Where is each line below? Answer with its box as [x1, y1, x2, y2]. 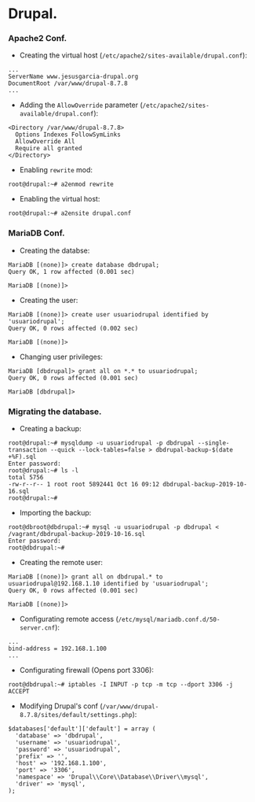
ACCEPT [8, 688, 30, 696]
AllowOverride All [15, 138, 76, 146]
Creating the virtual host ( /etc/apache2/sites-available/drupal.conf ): [19, 50, 247, 60]
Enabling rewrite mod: [19, 165, 93, 175]
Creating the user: [19, 295, 78, 305]
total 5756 [8, 474, 44, 482]
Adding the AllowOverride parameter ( [19, 100, 143, 110]
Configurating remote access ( [19, 615, 119, 624]
